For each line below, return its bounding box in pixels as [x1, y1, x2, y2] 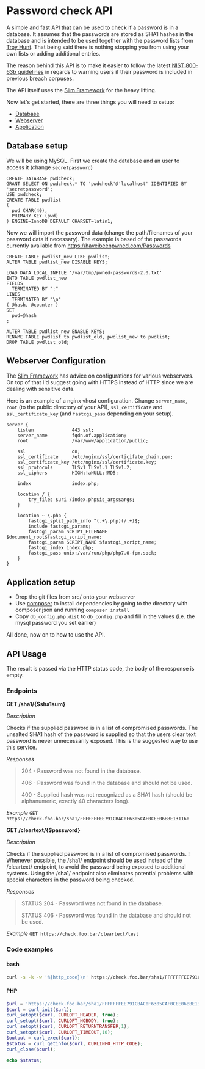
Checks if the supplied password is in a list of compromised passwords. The [6, 724, 198, 732]
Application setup [6, 577, 76, 587]
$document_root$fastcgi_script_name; [6, 534, 103, 540]
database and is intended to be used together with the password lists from [6, 37, 193, 44]
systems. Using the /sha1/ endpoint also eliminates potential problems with [6, 870, 194, 877]
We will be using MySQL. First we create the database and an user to [6, 157, 180, 164]
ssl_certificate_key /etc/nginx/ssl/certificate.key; [17, 459, 157, 465]
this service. [6, 743, 38, 751]
